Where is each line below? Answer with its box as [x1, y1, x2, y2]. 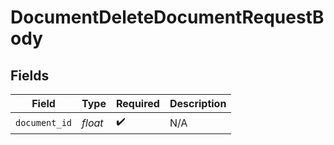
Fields [10, 67, 50, 84]
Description [169, 97, 227, 110]
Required [115, 97, 160, 110]
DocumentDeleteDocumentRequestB [10, 6, 325, 29]
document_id [15, 117, 73, 128]
